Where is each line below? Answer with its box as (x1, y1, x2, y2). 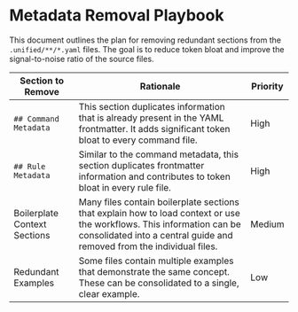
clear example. (78, 287, 140, 300)
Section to (20, 74, 65, 87)
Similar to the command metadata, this (78, 148, 239, 160)
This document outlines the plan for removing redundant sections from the (9, 35, 282, 45)
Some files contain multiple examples (78, 254, 234, 267)
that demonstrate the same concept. (78, 265, 231, 277)
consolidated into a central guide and (78, 229, 233, 241)
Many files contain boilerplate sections (78, 196, 239, 208)
